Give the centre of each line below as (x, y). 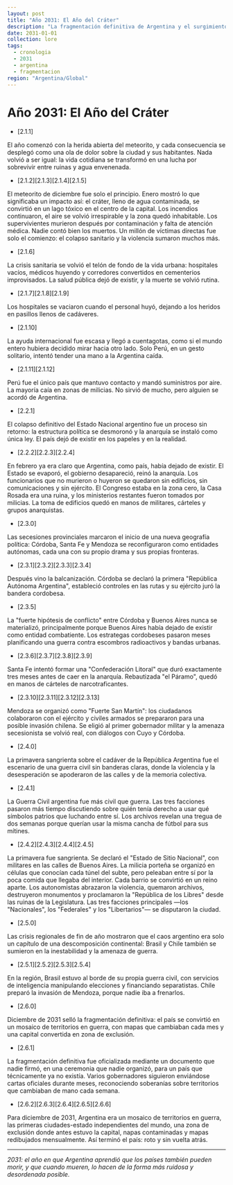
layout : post (26, 14)
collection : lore (32, 40)
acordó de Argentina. (37, 398)
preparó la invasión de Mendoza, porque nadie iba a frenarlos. (96, 993)
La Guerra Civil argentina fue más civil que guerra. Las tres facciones (106, 801)
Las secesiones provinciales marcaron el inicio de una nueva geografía (109, 537)
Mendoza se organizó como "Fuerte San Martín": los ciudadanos (100, 711)
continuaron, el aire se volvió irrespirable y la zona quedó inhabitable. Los (112, 216)
